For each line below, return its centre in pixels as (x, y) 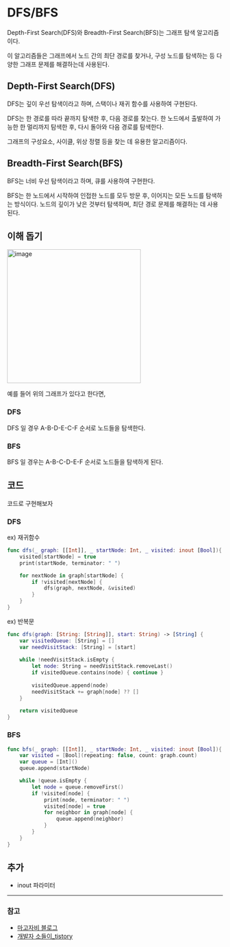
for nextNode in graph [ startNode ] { (72, 575)
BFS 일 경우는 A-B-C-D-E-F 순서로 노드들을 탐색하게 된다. (85, 462)
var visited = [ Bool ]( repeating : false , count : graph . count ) (108, 756)
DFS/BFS (33, 13)
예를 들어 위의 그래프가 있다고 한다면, (56, 394)
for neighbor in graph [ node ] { (88, 812)
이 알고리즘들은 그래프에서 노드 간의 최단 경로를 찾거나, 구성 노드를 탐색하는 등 (111, 56)
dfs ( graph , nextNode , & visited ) (90, 588)
